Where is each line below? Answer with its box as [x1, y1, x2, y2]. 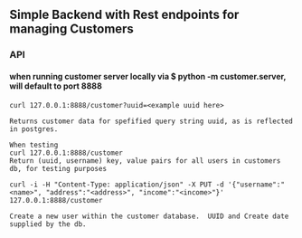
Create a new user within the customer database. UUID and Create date [9, 212, 289, 221]
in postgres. [9, 124, 59, 134]
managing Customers [9, 22, 134, 37]
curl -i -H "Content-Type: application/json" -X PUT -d [9, 180, 224, 189]
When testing [9, 140, 59, 149]
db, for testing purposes [9, 164, 107, 173]
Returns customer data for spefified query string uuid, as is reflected [9, 117, 294, 126]
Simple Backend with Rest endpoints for [9, 7, 240, 23]
